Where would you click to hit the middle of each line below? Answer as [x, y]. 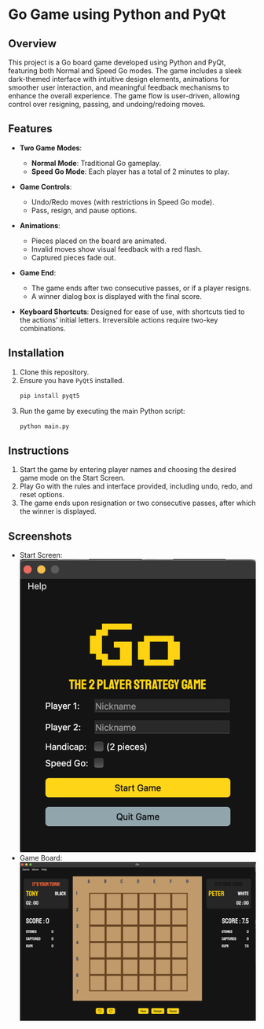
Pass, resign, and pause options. [84, 210]
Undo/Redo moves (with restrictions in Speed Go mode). [123, 201]
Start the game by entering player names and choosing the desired [128, 470]
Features [30, 129]
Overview [33, 44]
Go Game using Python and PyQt [117, 15]
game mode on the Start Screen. [72, 478]
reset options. [42, 495]
